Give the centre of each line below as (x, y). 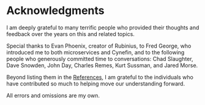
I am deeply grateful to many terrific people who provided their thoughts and (103, 27)
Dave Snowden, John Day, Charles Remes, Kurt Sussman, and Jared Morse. (102, 65)
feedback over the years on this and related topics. (70, 34)
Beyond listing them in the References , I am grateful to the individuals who (100, 77)
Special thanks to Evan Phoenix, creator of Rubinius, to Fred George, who (99, 46)
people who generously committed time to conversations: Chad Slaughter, (100, 59)
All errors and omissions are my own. (53, 95)
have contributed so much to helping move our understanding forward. (96, 84)
